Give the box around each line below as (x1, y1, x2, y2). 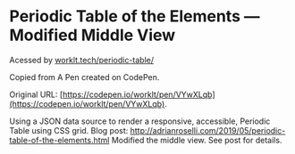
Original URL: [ (9, 89, 63, 100)
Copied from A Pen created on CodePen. (9, 71, 160, 82)
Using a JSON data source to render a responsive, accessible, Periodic (9, 116, 271, 126)
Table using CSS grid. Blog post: (9, 125, 129, 135)
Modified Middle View (9, 25, 176, 45)
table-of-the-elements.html (9, 134, 110, 145)
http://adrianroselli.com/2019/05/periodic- (130, 125, 286, 135)
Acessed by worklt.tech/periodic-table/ (9, 54, 155, 65)
